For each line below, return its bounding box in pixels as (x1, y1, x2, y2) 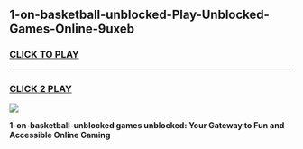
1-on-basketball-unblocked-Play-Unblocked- (9, 7, 271, 23)
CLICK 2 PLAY (9, 82, 72, 95)
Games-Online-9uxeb (9, 22, 135, 37)
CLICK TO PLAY (9, 49, 79, 61)
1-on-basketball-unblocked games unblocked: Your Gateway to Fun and (9, 119, 285, 130)
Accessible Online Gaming (9, 129, 111, 140)
